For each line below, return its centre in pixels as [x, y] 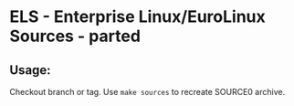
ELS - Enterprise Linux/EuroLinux [138, 17]
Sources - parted [75, 36]
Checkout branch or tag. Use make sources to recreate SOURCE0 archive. [147, 92]
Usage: [31, 70]
